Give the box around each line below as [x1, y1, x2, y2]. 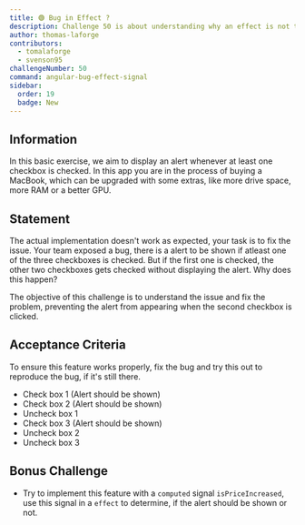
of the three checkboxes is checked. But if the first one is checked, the [9, 255, 274, 265]
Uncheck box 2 [22, 427, 80, 438]
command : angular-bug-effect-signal [9, 73, 148, 82]
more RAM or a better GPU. [9, 185, 112, 196]
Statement [9, 211, 71, 227]
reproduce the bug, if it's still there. [9, 370, 141, 382]
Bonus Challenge [9, 463, 109, 479]
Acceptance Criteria [9, 338, 126, 353]
